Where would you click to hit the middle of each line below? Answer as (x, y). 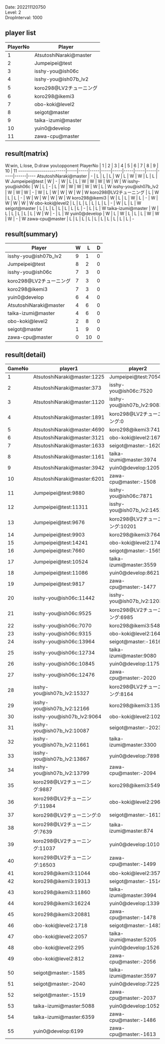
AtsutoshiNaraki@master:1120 (69, 402)
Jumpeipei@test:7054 (135, 377)
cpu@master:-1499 (133, 864)
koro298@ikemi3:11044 (62, 873)
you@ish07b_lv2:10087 (61, 731)
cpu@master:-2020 (133, 678)
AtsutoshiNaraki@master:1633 (69, 446)
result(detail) (26, 355)
